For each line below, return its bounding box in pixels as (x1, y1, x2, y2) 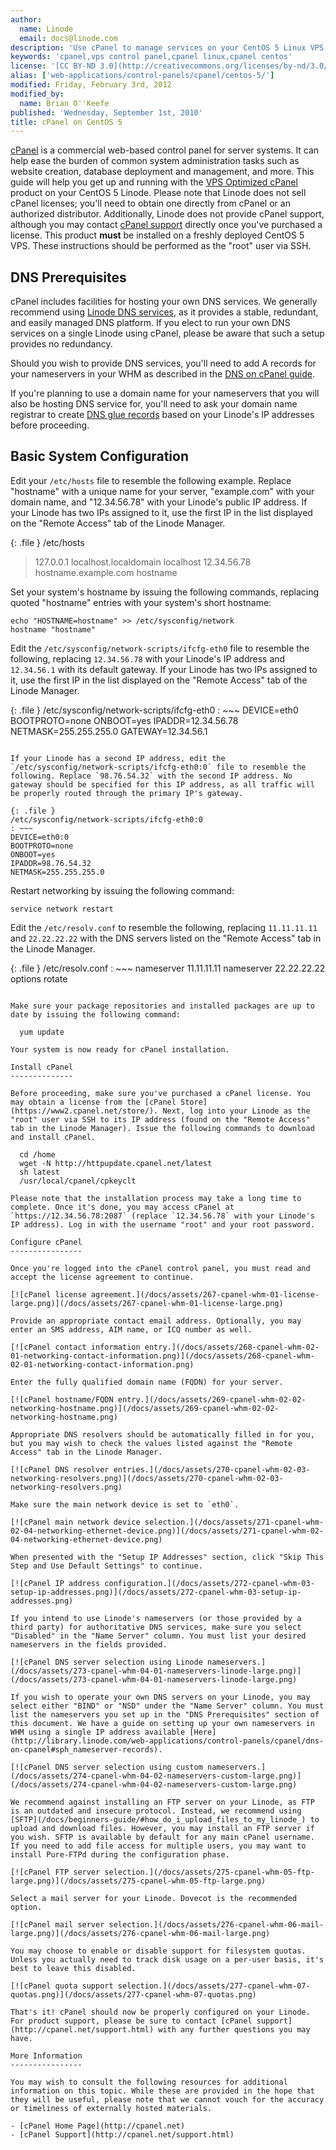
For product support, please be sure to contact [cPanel (10, 2016, 253, 2026)
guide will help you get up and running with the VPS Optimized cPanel (10, 176, 298, 188)
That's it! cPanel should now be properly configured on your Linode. (10, 2007, 311, 2017)
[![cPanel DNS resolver (10, 1464, 110, 1475)
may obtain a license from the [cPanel (10, 1097, 177, 1107)
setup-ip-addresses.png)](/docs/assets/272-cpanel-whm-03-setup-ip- (10, 1587, 302, 1597)
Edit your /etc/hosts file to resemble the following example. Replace (10, 474, 292, 486)
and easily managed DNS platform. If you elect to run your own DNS (10, 317, 291, 329)
